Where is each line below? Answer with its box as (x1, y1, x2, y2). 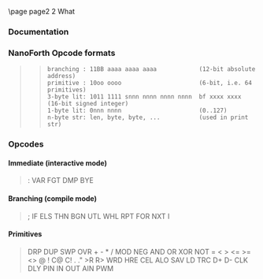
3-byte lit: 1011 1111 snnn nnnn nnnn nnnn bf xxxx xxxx (46, 93, 242, 101)
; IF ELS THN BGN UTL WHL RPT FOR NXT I (27, 211, 170, 221)
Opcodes (8, 139, 44, 150)
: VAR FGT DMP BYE (27, 176, 94, 185)
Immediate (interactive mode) (8, 158, 108, 168)
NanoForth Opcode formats (8, 47, 116, 58)
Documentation (8, 26, 69, 37)
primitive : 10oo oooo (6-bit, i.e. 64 (46, 79, 252, 87)
